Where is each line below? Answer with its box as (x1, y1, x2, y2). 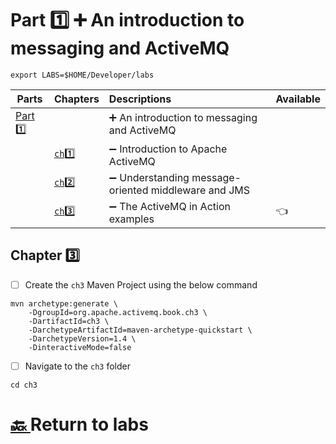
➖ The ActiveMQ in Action (108, 199, 231, 213)
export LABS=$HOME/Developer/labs (10, 70, 155, 80)
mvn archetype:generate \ (10, 298, 118, 309)
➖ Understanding (108, 170, 190, 184)
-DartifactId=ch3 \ (28, 316, 110, 326)
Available (275, 92, 321, 106)
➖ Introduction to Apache (108, 142, 228, 156)
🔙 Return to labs (10, 413, 149, 436)
